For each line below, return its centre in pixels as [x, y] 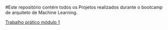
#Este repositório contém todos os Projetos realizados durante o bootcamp [84, 7]
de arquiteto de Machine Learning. [41, 12]
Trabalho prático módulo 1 [33, 22]
